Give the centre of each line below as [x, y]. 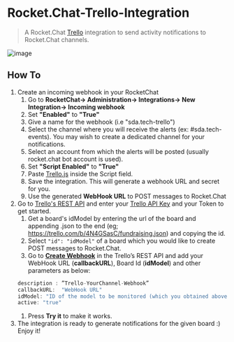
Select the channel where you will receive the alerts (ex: [108, 129]
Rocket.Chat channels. [57, 39]
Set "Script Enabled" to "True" [73, 166]
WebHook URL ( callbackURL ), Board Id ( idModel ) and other [114, 263]
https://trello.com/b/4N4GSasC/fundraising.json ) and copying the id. [126, 233]
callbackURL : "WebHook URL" [60, 290]
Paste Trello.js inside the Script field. [80, 173]
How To [24, 75]
